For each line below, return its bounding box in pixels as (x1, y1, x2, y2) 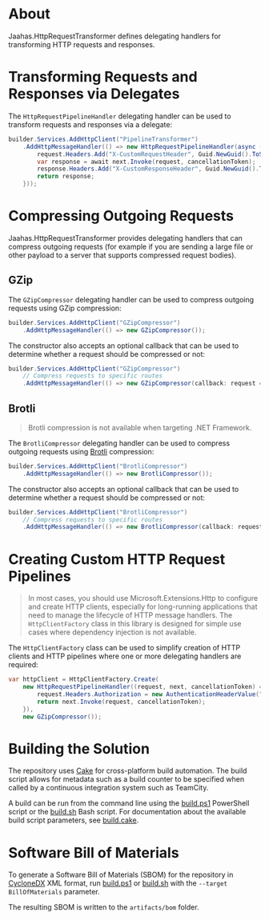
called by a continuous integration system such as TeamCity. (8, 783, 209, 793)
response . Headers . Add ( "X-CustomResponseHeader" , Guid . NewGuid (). (37, 165, 260, 173)
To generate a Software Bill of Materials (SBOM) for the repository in (8, 870, 234, 880)
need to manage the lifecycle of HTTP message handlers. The (27, 610, 233, 620)
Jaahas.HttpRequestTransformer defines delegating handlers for (8, 31, 222, 41)
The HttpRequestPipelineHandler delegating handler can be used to (8, 111, 231, 121)
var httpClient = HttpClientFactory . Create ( (8, 675, 159, 684)
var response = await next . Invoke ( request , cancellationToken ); (37, 158, 256, 166)
